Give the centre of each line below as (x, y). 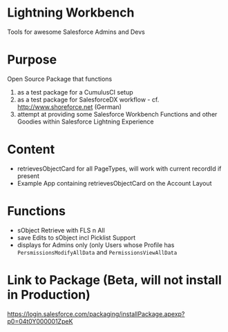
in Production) (49, 294)
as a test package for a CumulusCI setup (75, 92)
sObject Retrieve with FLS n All (61, 230)
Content (31, 149)
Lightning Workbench (71, 13)
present (28, 176)
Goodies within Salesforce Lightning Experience (85, 121)
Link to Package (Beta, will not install (115, 280)
